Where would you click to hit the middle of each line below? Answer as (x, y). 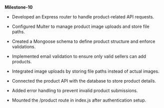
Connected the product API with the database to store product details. (84, 81)
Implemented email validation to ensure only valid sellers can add (79, 56)
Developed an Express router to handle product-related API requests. (83, 17)
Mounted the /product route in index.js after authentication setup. (79, 100)
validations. (24, 47)
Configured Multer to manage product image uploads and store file (81, 26)
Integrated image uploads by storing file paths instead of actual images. (86, 71)
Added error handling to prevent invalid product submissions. (75, 91)
